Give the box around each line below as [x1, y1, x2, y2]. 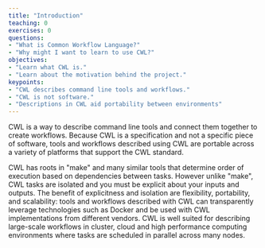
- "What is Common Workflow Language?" [8, 41, 141, 49]
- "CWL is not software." [8, 93, 94, 101]
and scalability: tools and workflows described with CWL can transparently [8, 196, 254, 207]
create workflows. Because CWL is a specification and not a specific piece [8, 130, 254, 140]
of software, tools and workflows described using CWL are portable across [8, 139, 255, 149]
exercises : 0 [8, 26, 52, 34]
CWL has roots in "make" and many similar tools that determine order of [8, 163, 244, 172]
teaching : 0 [8, 19, 48, 27]
